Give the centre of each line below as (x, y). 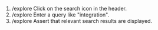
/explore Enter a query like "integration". (60, 15)
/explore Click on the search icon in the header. (69, 9)
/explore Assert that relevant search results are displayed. (82, 21)
